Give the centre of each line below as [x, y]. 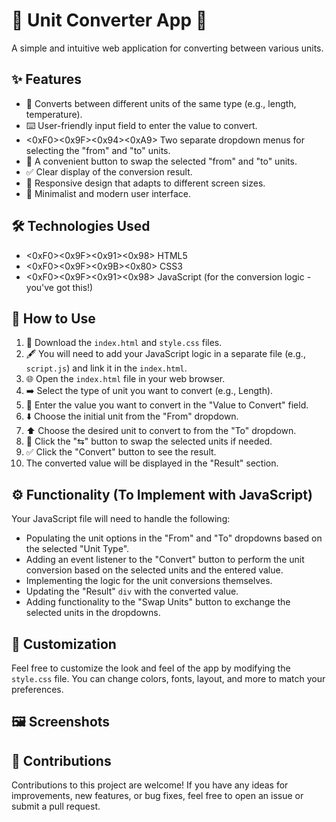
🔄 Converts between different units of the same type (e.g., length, [161, 103]
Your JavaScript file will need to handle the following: [121, 519]
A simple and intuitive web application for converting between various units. [167, 48]
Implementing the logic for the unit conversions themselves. [149, 581]
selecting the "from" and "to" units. [98, 150]
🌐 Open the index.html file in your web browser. [125, 379]
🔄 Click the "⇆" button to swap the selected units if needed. [149, 441]
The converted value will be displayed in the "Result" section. [152, 463]
